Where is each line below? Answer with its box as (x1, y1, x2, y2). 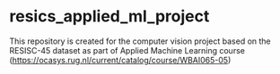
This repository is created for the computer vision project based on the (9, 36, 271, 46)
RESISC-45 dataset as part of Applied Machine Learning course (9, 45, 245, 55)
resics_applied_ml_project (9, 6, 210, 27)
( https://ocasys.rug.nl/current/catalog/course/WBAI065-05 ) (9, 54, 232, 65)
